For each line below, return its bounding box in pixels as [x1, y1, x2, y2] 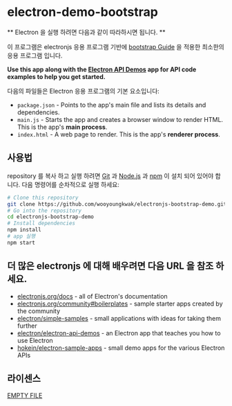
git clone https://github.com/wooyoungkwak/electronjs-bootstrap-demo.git [7, 200, 227, 208]
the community [17, 306, 61, 315]
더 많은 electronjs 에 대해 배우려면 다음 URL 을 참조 [7, 261, 214, 272]
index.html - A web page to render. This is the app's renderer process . [17, 130, 221, 139]
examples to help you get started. [7, 72, 106, 80]
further [17, 321, 38, 330]
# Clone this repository [7, 194, 79, 201]
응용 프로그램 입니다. [7, 51, 63, 60]
